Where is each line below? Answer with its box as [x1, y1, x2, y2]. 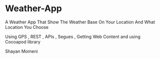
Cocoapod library [5, 39, 41, 44]
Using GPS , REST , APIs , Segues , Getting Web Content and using [5, 34, 141, 39]
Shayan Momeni [5, 48, 38, 54]
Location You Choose [5, 24, 49, 30]
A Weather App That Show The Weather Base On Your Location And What [5, 19, 155, 25]
